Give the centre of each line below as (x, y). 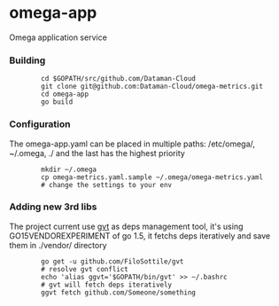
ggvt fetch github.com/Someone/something (119, 292)
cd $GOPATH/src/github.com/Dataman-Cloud (119, 79)
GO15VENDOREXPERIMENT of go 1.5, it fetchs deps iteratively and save (140, 235)
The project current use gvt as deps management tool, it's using (126, 226)
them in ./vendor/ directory (58, 245)
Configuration (40, 124)
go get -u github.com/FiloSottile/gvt (112, 261)
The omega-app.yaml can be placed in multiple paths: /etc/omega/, (132, 144)
